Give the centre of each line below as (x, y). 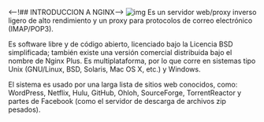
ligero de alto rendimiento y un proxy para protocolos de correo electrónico (130, 20)
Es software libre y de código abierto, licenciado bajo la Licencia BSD (121, 44)
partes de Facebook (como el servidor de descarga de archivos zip (117, 101)
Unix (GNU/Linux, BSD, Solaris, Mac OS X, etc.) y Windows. (104, 69)
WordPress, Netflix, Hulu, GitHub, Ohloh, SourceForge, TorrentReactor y (125, 93)
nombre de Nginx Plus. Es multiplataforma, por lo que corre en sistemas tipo (132, 61)
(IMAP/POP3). (31, 29)
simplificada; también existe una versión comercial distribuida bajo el (120, 52)
